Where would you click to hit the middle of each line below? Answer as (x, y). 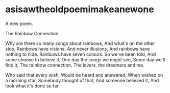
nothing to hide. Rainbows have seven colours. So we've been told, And (81, 54)
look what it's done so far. (32, 86)
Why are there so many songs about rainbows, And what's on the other (80, 43)
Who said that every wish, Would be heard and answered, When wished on (84, 75)
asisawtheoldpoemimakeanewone (80, 9)
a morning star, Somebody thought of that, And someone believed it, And (82, 80)
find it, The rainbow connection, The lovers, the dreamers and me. (75, 65)
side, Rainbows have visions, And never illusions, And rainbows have (78, 49)
